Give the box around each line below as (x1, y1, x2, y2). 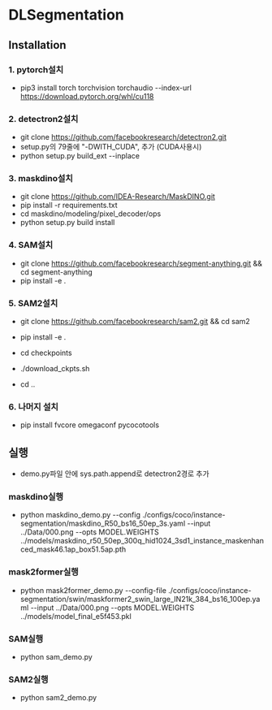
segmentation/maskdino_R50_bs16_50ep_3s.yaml (19, 518, 186, 529)
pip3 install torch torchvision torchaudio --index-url (19, 83, 192, 93)
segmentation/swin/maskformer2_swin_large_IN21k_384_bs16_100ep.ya (19, 594, 261, 604)
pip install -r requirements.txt (19, 201, 118, 210)
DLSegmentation (8, 6, 124, 24)
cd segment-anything (19, 266, 93, 277)
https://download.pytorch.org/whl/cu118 (19, 91, 154, 101)
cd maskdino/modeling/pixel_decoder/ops (19, 209, 162, 219)
